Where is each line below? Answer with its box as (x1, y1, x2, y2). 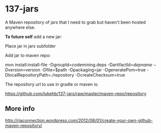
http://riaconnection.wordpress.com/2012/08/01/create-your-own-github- (5, 117, 153, 123)
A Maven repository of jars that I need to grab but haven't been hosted (5, 19, 146, 25)
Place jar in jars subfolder (5, 43, 56, 49)
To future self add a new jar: (5, 34, 62, 40)
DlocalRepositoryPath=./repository (5, 72, 74, 78)
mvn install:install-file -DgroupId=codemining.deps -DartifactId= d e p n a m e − (5, 62, 157, 67)
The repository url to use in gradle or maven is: (5, 81, 98, 87)
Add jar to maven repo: (5, 52, 51, 58)
